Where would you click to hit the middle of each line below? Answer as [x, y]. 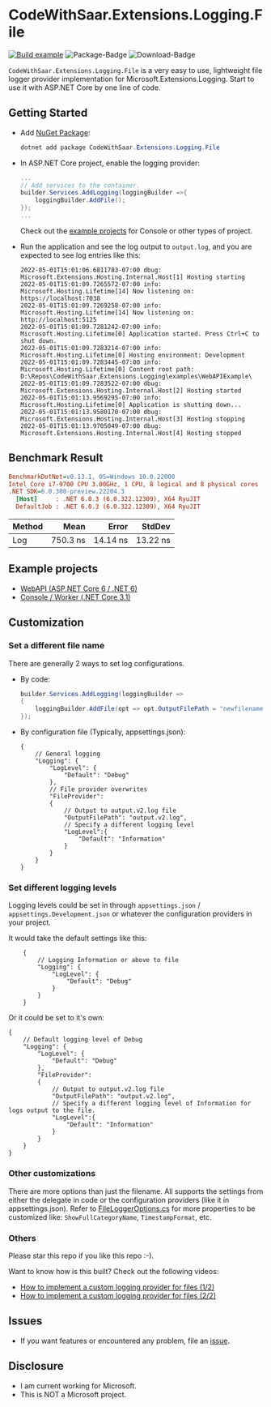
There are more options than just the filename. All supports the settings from [136, 1191]
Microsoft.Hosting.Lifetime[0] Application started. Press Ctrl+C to [140, 334]
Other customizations [52, 1174]
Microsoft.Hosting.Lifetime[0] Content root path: [107, 369]
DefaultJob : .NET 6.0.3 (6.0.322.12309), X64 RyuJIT [108, 507]
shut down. [38, 341]
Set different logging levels [63, 887]
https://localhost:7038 [60, 298]
